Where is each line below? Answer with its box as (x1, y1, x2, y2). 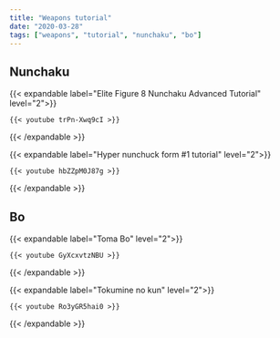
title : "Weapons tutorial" (9, 13, 112, 23)
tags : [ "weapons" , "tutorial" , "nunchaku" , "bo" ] (9, 30, 202, 39)
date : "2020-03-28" (9, 22, 84, 31)
